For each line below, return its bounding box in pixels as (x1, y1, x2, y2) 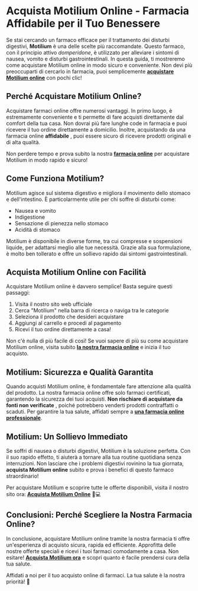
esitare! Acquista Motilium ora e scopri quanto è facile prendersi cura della (6, 554, 190, 561)
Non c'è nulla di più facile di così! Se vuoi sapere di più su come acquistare (6, 337, 189, 344)
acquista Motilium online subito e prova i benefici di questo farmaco (6, 467, 174, 473)
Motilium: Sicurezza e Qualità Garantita (6, 367, 154, 377)
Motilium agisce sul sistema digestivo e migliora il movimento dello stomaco (6, 189, 191, 196)
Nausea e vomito (14, 207, 56, 214)
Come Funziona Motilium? (6, 174, 105, 184)
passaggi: (6, 289, 30, 296)
